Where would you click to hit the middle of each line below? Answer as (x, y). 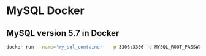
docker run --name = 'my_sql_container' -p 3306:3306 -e (79, 47)
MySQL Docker (45, 11)
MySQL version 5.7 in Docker (63, 33)
